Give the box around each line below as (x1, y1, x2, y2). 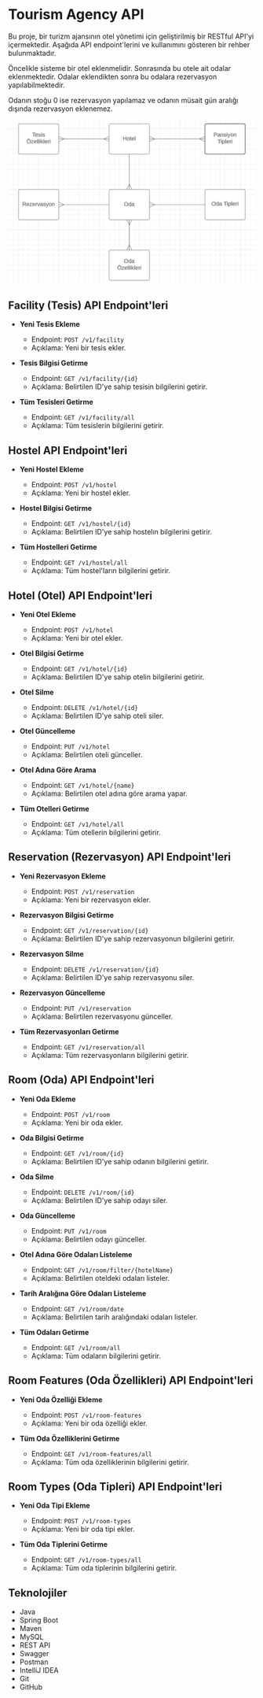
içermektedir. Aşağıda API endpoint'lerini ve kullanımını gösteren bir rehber (8, 39, 250, 49)
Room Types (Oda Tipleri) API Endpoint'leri (8, 1480, 222, 1493)
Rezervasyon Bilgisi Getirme (19, 910, 115, 919)
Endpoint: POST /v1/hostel (31, 480, 118, 490)
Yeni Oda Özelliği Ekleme (19, 1395, 103, 1404)
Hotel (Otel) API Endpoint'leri (8, 589, 153, 602)
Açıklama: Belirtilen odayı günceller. (31, 1234, 147, 1244)
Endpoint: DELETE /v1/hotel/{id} (31, 703, 139, 712)
